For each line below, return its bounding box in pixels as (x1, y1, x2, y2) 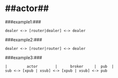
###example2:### (5, 37, 42, 43)
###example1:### (5, 19, 41, 25)
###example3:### (5, 54, 42, 61)
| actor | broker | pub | (5, 64, 114, 69)
